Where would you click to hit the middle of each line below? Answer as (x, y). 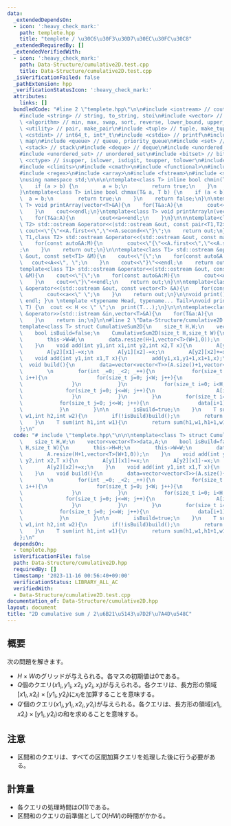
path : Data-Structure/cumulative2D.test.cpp (84, 65)
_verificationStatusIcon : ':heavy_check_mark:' (83, 90)
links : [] (34, 103)
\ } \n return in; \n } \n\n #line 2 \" (79, 320)
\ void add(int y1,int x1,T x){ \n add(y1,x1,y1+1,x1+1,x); (121, 359)
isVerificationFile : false (52, 557)
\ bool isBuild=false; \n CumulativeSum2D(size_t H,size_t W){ (120, 333)
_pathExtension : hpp (43, 84)
